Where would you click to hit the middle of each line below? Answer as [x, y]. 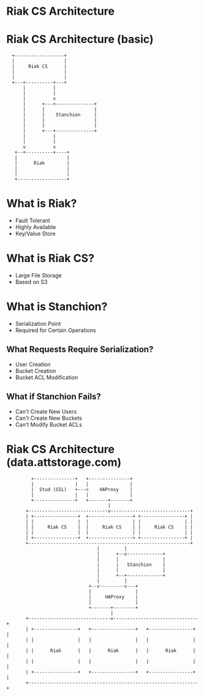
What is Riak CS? [51, 258]
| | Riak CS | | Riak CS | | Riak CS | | [109, 527]
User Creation [33, 364]
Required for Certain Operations [55, 330]
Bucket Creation [36, 371]
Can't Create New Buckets [49, 418]
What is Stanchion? [57, 307]
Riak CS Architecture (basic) [80, 40]
